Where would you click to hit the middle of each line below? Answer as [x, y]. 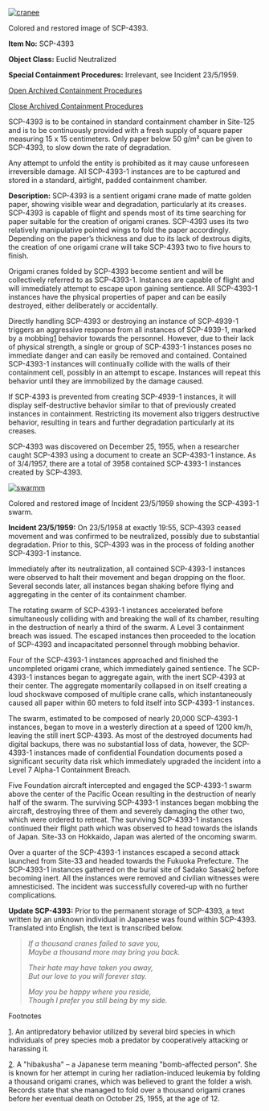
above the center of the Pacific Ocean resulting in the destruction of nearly [132, 794]
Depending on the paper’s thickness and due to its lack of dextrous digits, [130, 238]
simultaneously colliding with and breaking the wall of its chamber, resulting [134, 619]
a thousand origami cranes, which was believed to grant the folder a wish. [130, 1081]
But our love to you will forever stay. [87, 976]
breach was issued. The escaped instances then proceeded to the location [132, 636]
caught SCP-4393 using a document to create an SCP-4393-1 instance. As [132, 455]
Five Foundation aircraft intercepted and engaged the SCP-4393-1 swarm [130, 785]
